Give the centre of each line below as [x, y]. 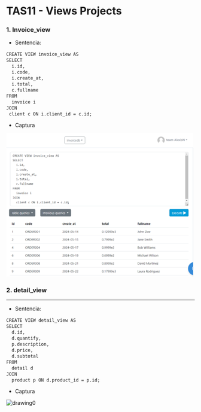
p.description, [31, 344]
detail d [22, 368]
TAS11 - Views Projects [64, 11]
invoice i [24, 102]
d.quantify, [27, 338]
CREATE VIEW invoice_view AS [42, 54]
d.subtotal [25, 356]
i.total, [22, 84]
